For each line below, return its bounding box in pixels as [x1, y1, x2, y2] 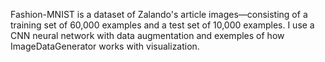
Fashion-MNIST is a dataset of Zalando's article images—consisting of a [10, 9, 308, 20]
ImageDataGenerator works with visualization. [10, 40, 200, 52]
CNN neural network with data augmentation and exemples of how [10, 30, 285, 41]
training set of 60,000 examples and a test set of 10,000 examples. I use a [10, 19, 315, 31]
